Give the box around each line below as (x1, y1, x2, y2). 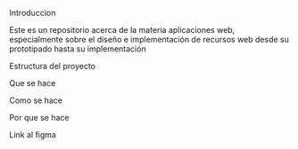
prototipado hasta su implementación (9, 43, 146, 54)
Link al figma (9, 129, 56, 140)
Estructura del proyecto (9, 61, 96, 71)
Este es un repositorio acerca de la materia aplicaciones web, (9, 25, 236, 35)
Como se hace (9, 95, 63, 106)
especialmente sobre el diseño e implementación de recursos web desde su (9, 35, 290, 44)
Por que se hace (9, 113, 70, 122)
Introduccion (9, 8, 56, 18)
